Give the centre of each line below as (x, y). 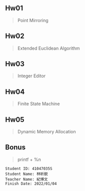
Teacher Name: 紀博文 (26, 179)
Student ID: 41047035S (29, 168)
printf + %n (29, 159)
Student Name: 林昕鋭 (26, 174)
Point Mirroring (33, 20)
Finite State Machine (38, 104)
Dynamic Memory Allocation (46, 132)
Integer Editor (31, 76)
